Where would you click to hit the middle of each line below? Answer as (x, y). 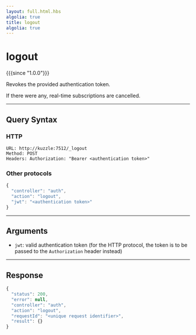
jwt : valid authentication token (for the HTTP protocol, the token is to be (101, 245)
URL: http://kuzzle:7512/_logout (47, 148)
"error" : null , (30, 299)
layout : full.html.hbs (34, 11)
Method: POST (22, 153)
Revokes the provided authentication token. (58, 84)
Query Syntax (32, 120)
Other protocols (29, 173)
